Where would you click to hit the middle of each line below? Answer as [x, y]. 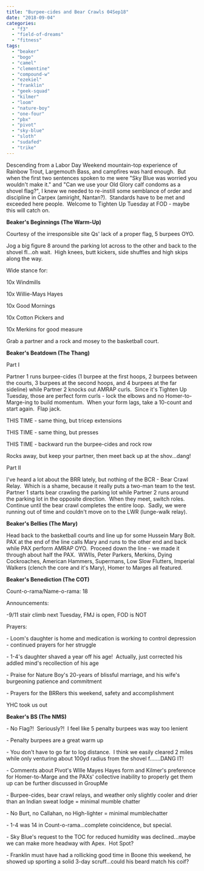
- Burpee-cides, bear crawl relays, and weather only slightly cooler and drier [102, 795]
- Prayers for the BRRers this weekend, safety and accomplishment [90, 693]
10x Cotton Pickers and [35, 318]
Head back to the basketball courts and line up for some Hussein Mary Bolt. [101, 535]
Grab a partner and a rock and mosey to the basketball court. [83, 341]
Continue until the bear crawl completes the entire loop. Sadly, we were [97, 505]
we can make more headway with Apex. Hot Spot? [70, 843]
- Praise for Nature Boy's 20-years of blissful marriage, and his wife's [93, 675]
